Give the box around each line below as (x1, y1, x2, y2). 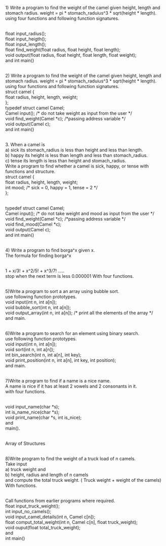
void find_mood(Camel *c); (5, 221, 62, 227)
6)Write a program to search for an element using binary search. (5, 330, 140, 336)
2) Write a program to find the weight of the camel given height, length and (5, 73, 161, 78)
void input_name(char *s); (5, 404, 60, 409)
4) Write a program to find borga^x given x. (5, 247, 95, 253)
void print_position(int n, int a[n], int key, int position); (5, 357, 116, 363)
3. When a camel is (5, 142, 46, 147)
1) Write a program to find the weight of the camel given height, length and (5, 5, 160, 11)
